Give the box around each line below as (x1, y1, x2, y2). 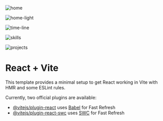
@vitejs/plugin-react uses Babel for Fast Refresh (12, 104, 116, 110)
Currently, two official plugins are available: (5, 94, 97, 101)
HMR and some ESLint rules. (5, 84, 66, 90)
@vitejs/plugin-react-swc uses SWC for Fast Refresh (12, 110, 125, 116)
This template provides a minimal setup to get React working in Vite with (5, 79, 158, 85)
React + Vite (5, 62, 59, 74)
